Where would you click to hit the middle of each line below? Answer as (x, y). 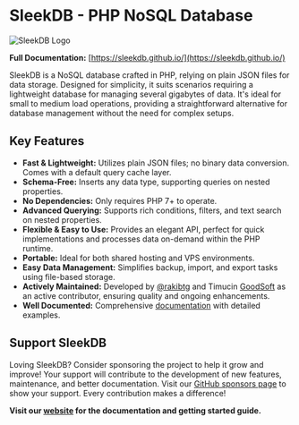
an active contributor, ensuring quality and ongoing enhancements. (146, 295)
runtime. (38, 248)
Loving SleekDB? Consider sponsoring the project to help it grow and (137, 364)
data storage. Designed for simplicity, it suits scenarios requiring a (131, 84)
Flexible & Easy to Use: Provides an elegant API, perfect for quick (143, 229)
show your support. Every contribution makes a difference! (118, 393)
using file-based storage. (68, 276)
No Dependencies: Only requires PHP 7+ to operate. (120, 200)
